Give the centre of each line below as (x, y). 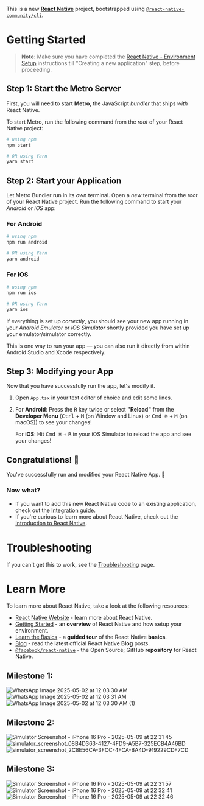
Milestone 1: (30, 675)
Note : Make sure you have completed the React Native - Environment (108, 57)
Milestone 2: (30, 722)
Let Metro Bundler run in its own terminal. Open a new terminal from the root (102, 195)
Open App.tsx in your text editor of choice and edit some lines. (93, 398)
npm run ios (21, 293)
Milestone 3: (30, 769)
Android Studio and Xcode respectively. (56, 352)
